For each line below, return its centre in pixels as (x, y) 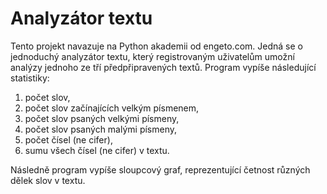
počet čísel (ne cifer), (68, 139)
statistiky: (30, 78)
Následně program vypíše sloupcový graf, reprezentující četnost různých (160, 169)
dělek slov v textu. (48, 180)
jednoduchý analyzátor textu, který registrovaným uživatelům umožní (152, 56)
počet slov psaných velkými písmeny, (102, 118)
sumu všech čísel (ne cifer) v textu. (97, 150)
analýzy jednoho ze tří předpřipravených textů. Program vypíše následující (163, 67)
